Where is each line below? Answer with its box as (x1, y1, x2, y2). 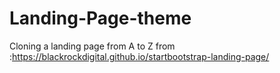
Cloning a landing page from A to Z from (9, 40, 176, 52)
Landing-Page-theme (9, 7, 192, 30)
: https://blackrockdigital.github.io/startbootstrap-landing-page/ (9, 50, 270, 62)
